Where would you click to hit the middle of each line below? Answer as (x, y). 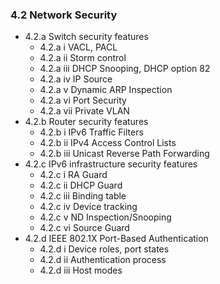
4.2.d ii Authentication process (103, 260)
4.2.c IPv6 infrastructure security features (111, 164)
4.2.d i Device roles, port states (104, 249)
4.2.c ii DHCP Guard (81, 185)
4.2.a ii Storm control (83, 58)
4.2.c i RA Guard (73, 175)
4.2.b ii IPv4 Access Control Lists (108, 143)
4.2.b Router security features (86, 122)
